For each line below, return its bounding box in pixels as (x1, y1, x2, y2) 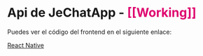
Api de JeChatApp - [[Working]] (7, 5, 197, 21)
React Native (7, 41, 44, 49)
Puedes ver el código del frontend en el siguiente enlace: (7, 28, 172, 36)
